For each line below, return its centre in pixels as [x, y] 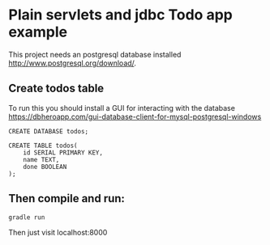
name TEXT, [41, 159]
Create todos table [56, 89]
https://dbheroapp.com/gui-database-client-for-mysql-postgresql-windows [135, 116]
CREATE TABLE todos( [43, 146]
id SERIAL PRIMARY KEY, [63, 152]
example [38, 32]
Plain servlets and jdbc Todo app [120, 15]
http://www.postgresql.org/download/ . [72, 63]
